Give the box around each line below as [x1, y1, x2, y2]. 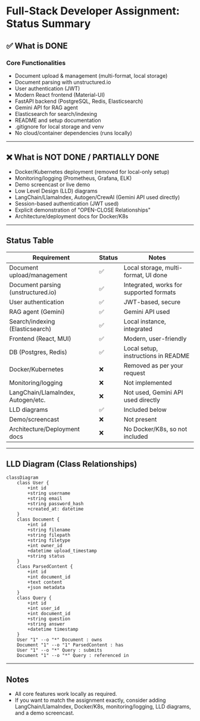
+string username [27, 490, 70, 497]
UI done [145, 271, 168, 279]
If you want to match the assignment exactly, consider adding [14, 696, 166, 704]
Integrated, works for [123, 280, 183, 289]
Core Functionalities [6, 59, 66, 67]
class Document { [17, 517, 60, 523]
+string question [27, 616, 70, 622]
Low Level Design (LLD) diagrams [14, 187, 98, 194]
